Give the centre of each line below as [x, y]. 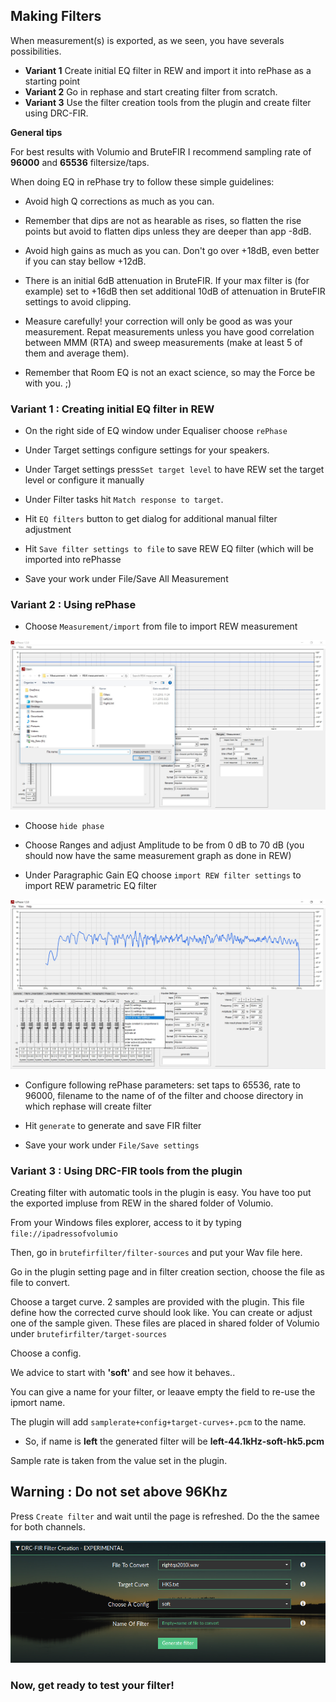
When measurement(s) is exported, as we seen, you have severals [147, 40]
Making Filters [56, 16]
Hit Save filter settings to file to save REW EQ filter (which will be [169, 549]
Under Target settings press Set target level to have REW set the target [174, 470]
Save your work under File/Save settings [112, 1145]
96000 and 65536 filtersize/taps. [80, 162]
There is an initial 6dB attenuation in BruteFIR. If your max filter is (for [167, 280]
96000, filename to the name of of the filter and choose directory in [164, 1095]
